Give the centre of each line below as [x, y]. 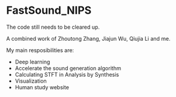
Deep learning [32, 62]
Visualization [31, 81]
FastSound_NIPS [49, 10]
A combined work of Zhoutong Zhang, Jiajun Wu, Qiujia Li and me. [89, 38]
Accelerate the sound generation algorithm [68, 68]
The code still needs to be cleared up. [53, 27]
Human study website [42, 87]
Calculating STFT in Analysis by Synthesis [67, 74]
